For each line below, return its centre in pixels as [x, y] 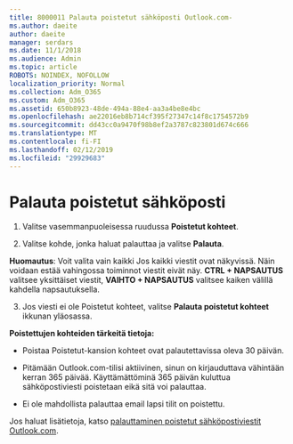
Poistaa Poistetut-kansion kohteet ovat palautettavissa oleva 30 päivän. [153, 351]
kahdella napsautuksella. [55, 289]
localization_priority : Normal [67, 84]
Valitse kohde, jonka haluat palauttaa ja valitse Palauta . [123, 244]
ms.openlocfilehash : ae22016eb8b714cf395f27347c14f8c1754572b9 [129, 117]
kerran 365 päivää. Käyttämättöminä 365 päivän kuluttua [126, 377]
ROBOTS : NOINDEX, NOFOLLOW [59, 76]
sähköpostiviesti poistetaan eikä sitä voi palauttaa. [114, 387]
